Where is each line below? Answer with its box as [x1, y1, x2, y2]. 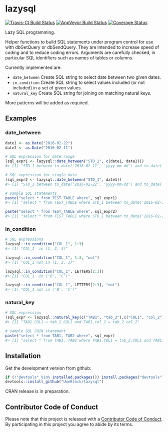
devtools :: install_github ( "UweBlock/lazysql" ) [5, 379, 104, 385]
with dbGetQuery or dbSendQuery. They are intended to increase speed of [5, 44, 159, 50]
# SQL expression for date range [5, 154, 75, 159]
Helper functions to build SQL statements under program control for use [5, 38, 153, 45]
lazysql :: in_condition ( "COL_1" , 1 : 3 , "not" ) [5, 255, 99, 260]
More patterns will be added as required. [5, 99, 89, 105]
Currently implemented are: [5, 64, 61, 70]
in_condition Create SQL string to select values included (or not [12, 79, 145, 85]
